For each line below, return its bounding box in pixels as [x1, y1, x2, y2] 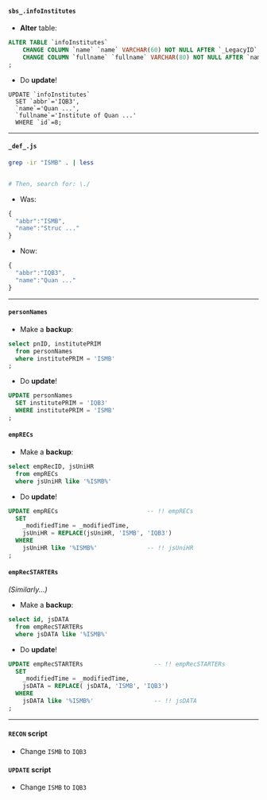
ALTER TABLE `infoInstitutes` [8, 39, 109, 47]
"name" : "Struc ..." [15, 224, 80, 233]
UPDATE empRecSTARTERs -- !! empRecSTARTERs [8, 660, 226, 668]
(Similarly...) [8, 585, 48, 594]
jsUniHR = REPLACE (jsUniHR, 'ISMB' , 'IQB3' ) [22, 529, 172, 537]
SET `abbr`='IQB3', [15, 97, 80, 106]
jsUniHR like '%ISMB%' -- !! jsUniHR [22, 544, 194, 552]
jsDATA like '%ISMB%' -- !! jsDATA [22, 697, 197, 705]
